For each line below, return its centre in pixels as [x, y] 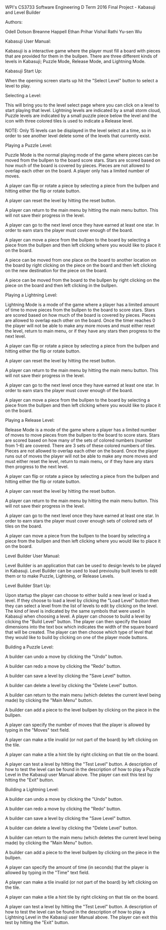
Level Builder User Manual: [33, 556]
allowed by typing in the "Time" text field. [47, 872]
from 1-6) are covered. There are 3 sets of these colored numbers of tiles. [81, 445]
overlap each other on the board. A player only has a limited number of [77, 171]
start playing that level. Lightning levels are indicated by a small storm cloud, [83, 110]
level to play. [18, 86]
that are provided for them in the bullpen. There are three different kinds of [81, 56]
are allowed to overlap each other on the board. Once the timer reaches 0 [80, 320]
